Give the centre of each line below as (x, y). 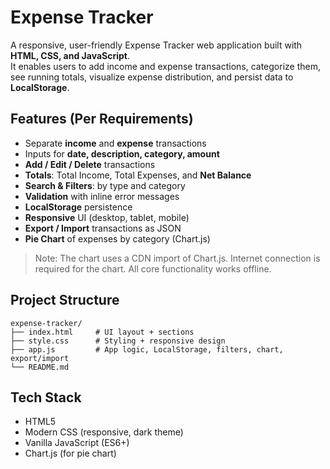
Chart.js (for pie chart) (70, 453)
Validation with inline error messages (102, 196)
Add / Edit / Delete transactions (90, 164)
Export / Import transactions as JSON (103, 228)
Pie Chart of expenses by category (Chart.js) (117, 238)
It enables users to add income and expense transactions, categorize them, (165, 66)
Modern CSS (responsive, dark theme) (104, 432)
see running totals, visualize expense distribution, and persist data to (152, 77)
